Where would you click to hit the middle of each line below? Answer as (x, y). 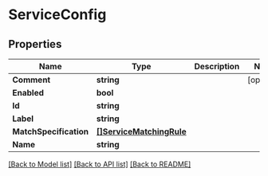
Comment (32, 80)
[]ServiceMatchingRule (141, 131)
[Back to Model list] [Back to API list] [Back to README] (100, 164)
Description (217, 66)
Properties (35, 44)
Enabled (28, 93)
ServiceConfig (57, 15)
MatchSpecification (51, 131)
